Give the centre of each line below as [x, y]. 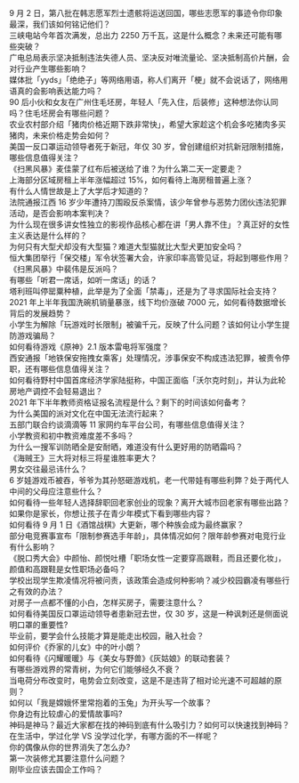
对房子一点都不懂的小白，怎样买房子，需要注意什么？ [107, 602]
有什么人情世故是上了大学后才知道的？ [79, 191]
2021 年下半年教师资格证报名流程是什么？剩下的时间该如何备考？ [128, 402]
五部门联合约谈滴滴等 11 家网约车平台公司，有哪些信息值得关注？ [128, 424]
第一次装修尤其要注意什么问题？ [68, 758]
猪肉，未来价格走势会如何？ [60, 135]
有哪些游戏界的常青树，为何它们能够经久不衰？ [95, 669]
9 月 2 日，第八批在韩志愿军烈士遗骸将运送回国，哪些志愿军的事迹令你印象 [146, 13]
